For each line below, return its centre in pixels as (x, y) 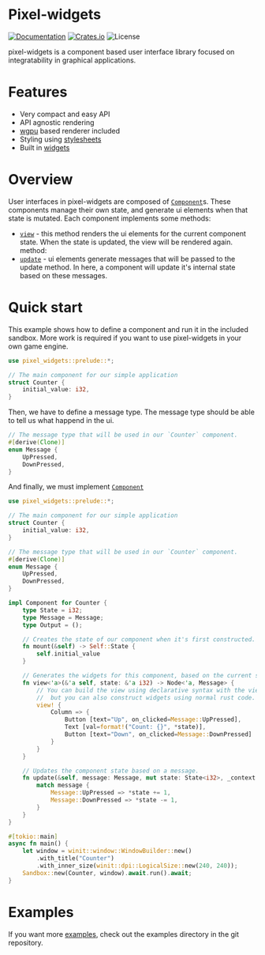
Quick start (45, 308)
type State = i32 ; (52, 610)
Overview (41, 180)
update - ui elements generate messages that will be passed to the (127, 259)
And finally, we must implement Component (76, 487)
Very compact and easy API (65, 114)
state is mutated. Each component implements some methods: (110, 218)
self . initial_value (69, 654)
